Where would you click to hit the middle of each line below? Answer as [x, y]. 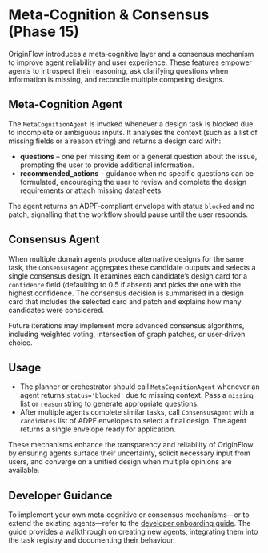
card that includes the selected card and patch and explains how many [125, 301]
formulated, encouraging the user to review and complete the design [133, 182]
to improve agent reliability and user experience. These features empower [130, 62]
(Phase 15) [44, 32]
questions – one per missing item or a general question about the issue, [138, 156]
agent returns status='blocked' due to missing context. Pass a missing [137, 395]
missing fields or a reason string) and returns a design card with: [115, 141]
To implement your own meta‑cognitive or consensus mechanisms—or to [129, 515]
